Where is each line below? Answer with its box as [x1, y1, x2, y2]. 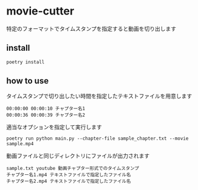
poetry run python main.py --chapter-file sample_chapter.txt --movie [6, 136, 189, 142]
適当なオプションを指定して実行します [6, 123, 102, 131]
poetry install [6, 59, 45, 65]
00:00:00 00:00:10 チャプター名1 [6, 106, 86, 112]
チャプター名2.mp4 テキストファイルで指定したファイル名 [6, 179, 131, 185]
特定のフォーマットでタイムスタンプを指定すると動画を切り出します [6, 25, 177, 32]
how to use [6, 76, 49, 86]
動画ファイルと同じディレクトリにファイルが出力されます [6, 152, 150, 160]
